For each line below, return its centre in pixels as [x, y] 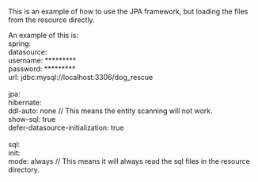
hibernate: [25, 102]
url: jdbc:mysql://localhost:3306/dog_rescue [81, 77]
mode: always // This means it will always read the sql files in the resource [129, 161]
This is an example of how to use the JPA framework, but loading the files [128, 11]
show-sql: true [32, 119]
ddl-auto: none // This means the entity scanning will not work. [110, 111]
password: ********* [42, 69]
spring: [20, 44]
